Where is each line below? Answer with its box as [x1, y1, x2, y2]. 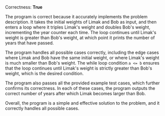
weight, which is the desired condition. [5, 71, 84, 76]
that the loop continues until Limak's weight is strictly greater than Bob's [5, 65, 152, 71]
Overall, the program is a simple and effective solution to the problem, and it [5, 100, 160, 106]
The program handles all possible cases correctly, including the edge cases [5, 49, 159, 55]
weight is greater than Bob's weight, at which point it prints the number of [5, 35, 155, 40]
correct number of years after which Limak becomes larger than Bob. [5, 91, 146, 96]
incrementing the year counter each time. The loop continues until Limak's [5, 30, 157, 35]
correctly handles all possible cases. [5, 106, 80, 111]
